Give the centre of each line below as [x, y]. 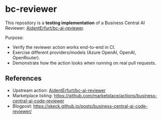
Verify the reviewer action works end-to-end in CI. [64, 47]
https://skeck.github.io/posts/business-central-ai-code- [90, 106]
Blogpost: [22, 106]
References [23, 78]
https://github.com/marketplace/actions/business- [106, 95]
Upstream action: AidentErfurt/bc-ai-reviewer [59, 90]
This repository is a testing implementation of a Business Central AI [75, 23]
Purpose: [14, 38]
